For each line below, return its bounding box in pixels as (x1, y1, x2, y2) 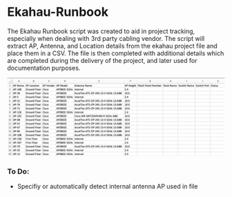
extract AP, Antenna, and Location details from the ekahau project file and (7, 41, 217, 50)
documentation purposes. (7, 64, 81, 72)
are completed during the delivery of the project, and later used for (7, 56, 197, 64)
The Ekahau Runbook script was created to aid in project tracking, (7, 27, 195, 35)
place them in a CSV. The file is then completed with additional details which (7, 49, 224, 57)
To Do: (7, 167, 30, 176)
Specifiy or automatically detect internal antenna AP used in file (17, 182, 198, 191)
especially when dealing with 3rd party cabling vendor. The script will (7, 34, 205, 42)
